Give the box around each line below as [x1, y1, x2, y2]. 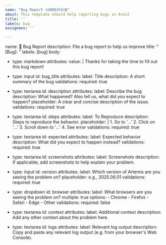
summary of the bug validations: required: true [12, 79, 108, 85]
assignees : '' [5, 26, 35, 31]
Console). [12, 235, 33, 241]
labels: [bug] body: [22, 49, 61, 55]
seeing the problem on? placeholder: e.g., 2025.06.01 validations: [12, 174, 146, 180]
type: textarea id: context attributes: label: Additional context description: [12, 209, 162, 215]
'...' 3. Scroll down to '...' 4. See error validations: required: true [12, 124, 140, 130]
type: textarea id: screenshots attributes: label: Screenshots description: [12, 154, 160, 160]
